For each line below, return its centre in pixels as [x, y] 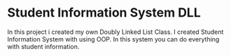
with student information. [43, 46]
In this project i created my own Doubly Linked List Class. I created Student [115, 32]
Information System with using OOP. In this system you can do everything [113, 39]
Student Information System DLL [104, 13]
